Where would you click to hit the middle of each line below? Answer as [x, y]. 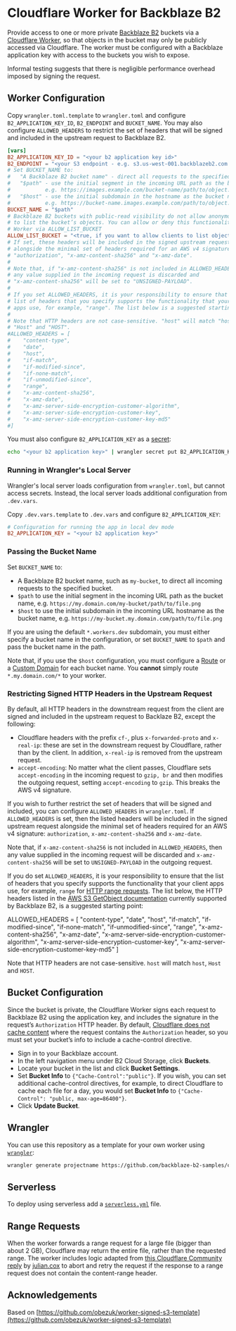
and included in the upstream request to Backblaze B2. [87, 137]
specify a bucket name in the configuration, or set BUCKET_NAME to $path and [116, 639]
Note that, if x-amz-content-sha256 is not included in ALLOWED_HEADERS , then [115, 847]
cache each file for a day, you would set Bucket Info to [97, 1091]
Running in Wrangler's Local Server [69, 470]
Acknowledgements [52, 1295]
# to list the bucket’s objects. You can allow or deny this [99, 223]
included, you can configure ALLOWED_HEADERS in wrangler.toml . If [101, 811]
